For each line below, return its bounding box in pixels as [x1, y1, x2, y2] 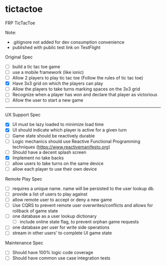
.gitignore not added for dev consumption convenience [12, 39, 124, 45]
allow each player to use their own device [12, 166, 97, 172]
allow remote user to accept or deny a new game [12, 197, 112, 202]
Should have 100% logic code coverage [12, 250, 93, 256]
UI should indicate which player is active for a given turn [12, 127, 127, 133]
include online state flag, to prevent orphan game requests [19, 219, 139, 225]
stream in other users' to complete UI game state [12, 230, 112, 236]
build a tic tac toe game [12, 64, 60, 69]
